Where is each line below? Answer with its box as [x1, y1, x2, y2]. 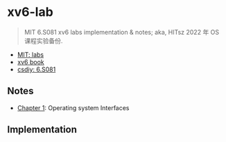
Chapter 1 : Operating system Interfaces [17, 103, 130, 112]
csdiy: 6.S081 [17, 65, 56, 73]
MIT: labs [17, 50, 44, 59]
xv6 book [17, 57, 44, 66]
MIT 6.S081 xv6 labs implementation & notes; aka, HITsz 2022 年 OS [24, 28, 220, 36]
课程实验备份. [24, 36, 63, 45]
